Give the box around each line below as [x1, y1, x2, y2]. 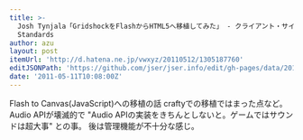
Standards [17, 30, 54, 39]
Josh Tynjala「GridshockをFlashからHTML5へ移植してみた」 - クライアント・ [17, 22, 282, 31]
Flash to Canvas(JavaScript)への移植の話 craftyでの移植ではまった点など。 [9, 98, 288, 108]
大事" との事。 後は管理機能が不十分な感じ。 [32, 120, 200, 131]
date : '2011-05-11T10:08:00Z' [9, 72, 124, 81]
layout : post [9, 47, 59, 56]
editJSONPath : [9, 64, 63, 73]
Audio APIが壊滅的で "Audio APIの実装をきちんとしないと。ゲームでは [9, 109, 271, 120]
